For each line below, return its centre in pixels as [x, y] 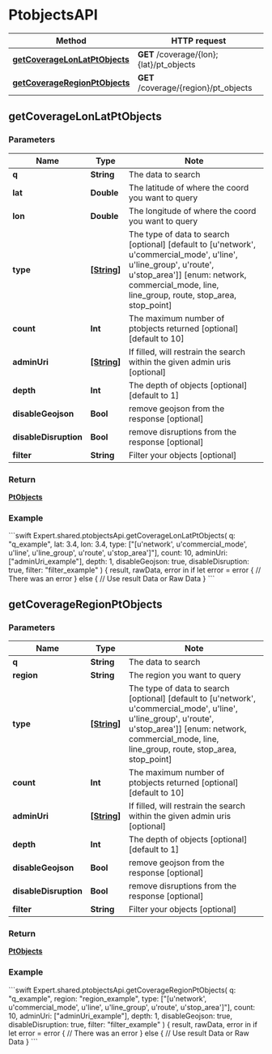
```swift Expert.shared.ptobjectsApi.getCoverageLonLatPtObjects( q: [122, 536]
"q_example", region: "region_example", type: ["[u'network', [108, 998]
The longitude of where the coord [192, 211]
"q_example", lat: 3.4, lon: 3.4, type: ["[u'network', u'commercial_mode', [128, 544]
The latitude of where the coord [189, 187]
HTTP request [199, 41]
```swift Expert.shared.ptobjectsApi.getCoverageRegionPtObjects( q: [122, 990]
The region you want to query [185, 675]
